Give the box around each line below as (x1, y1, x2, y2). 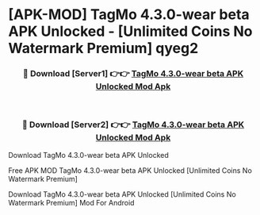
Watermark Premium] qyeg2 (8, 40, 199, 57)
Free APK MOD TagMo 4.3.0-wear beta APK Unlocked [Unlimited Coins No (8, 165, 252, 175)
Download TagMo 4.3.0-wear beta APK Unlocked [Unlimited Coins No (8, 189, 236, 199)
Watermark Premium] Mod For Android (8, 198, 135, 207)
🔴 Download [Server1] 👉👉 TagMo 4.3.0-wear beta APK (22, 68, 244, 79)
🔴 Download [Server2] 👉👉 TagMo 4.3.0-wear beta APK (21, 119, 245, 130)
